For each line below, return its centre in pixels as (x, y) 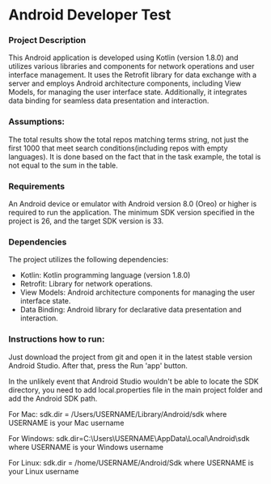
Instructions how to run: (57, 339)
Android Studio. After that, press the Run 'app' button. (98, 365)
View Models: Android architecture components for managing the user (138, 292)
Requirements (37, 186)
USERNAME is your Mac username (66, 422)
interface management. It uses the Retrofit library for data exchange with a (133, 75)
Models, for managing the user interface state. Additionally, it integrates (128, 92)
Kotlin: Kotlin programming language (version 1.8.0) (105, 275)
